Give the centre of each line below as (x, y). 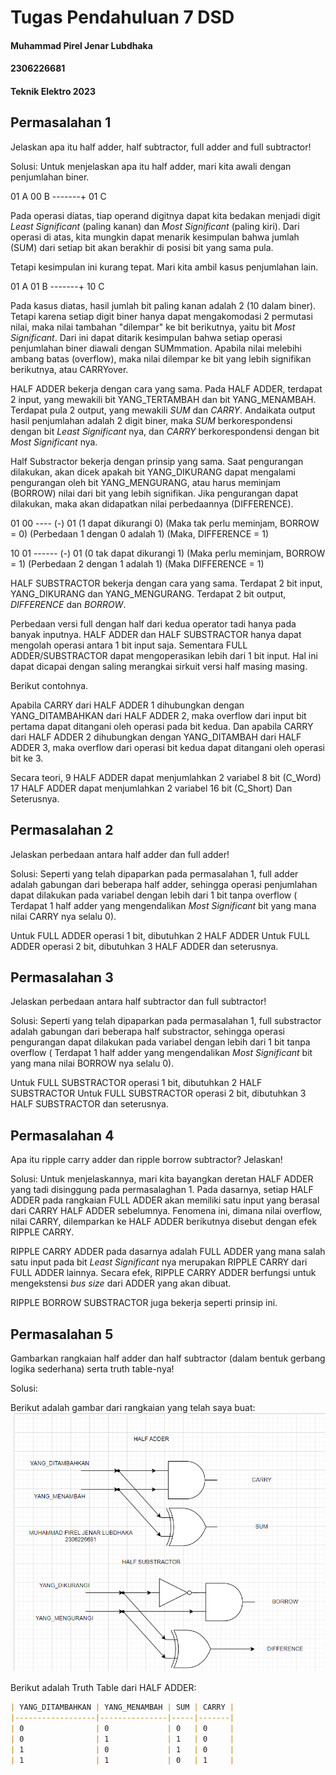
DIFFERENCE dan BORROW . (68, 604)
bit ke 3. (27, 758)
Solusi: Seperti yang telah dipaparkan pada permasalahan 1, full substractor (166, 1021)
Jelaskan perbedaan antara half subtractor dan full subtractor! (138, 1002)
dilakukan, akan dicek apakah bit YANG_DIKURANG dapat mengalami (153, 472)
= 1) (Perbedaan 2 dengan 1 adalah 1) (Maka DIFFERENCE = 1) (137, 563)
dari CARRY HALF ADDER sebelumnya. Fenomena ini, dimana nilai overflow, (166, 1211)
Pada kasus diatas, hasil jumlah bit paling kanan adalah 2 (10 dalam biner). (163, 305)
